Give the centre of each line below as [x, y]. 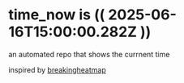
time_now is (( [57, 15]
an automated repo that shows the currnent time [89, 54]
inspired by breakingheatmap [58, 69]
